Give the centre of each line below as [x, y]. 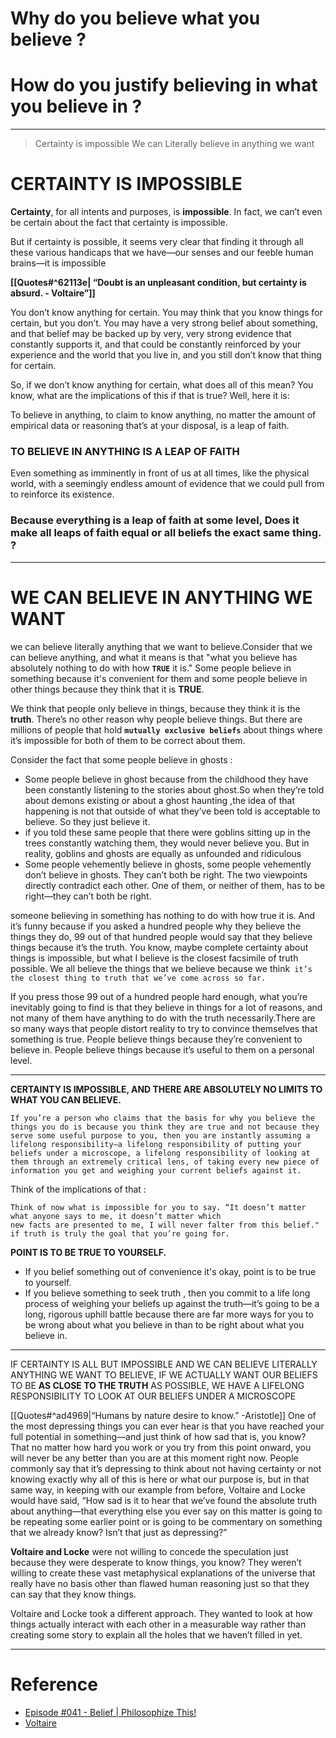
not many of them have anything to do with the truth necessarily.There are [163, 1018]
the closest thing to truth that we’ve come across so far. [138, 978]
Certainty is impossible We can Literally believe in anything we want [174, 144]
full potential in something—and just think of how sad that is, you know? [158, 1436]
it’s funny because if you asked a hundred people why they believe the [156, 926]
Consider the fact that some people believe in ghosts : [121, 759]
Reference [54, 1684]
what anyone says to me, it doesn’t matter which [116, 1216]
